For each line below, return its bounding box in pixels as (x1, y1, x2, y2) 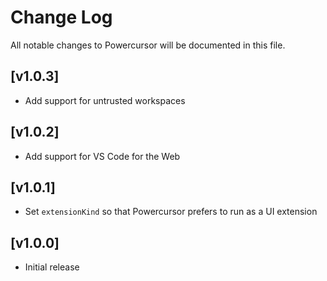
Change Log (10, 6, 113, 29)
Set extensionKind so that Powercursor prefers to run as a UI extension (24, 206, 318, 218)
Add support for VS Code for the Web (24, 150, 181, 162)
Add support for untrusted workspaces (24, 94, 186, 106)
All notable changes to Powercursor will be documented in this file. (10, 39, 286, 51)
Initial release (24, 261, 80, 273)
